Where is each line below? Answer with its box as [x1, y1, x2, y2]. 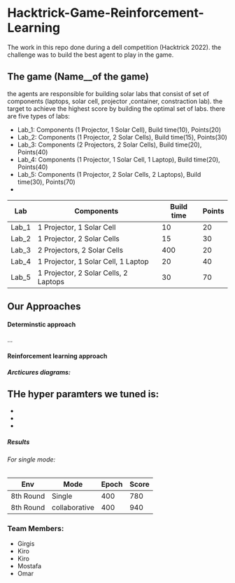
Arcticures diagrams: [7, 368, 71, 376]
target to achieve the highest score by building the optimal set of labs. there [7, 104, 226, 113]
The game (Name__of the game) [7, 71, 149, 83]
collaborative [51, 502, 94, 512]
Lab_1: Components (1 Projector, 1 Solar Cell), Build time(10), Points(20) [17, 125, 222, 134]
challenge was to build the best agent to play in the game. [7, 51, 174, 59]
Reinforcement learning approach [7, 351, 108, 360]
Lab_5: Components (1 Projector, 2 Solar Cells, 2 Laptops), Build [17, 170, 201, 178]
